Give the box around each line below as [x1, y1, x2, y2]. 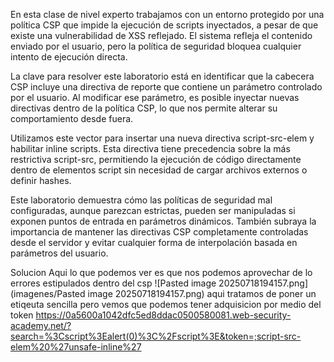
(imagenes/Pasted [10, 288, 86, 299]
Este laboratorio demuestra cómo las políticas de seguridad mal [10, 194, 273, 206]
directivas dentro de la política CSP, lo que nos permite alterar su [10, 102, 278, 114]
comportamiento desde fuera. [10, 113, 134, 124]
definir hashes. [10, 175, 72, 186]
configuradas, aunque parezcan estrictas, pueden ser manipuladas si [10, 205, 296, 216]
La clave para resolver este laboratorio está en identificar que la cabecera [10, 70, 315, 82]
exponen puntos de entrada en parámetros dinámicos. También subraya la [10, 215, 317, 227]
